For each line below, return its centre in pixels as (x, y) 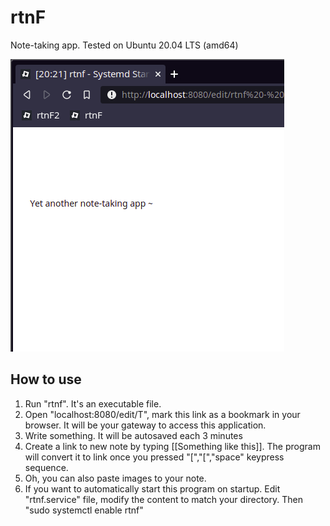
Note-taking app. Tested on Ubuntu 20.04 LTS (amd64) (124, 45)
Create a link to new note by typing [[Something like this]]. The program (172, 446)
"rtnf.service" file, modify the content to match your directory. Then (164, 499)
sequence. (46, 467)
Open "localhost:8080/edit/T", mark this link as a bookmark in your (162, 414)
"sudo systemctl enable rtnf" (84, 510)
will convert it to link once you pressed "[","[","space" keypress (154, 457)
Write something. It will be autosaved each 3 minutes (133, 435)
